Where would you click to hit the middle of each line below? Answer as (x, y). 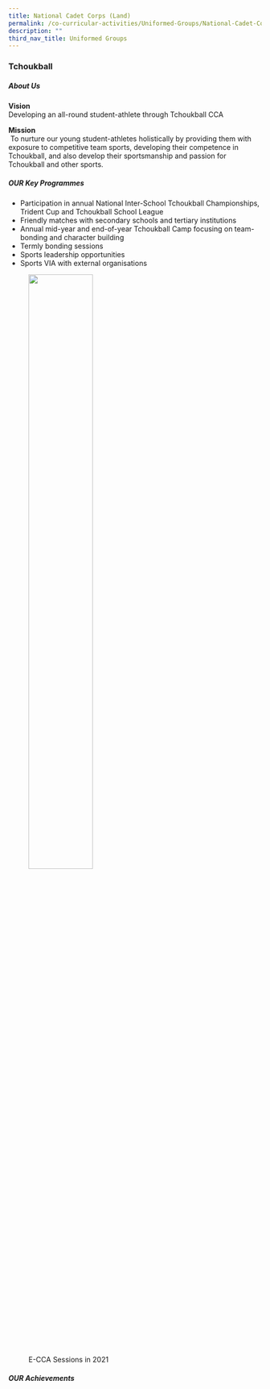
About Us (25, 85)
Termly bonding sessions (61, 246)
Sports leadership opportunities (72, 255)
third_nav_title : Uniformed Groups (68, 38)
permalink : (27, 23)
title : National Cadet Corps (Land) (70, 16)
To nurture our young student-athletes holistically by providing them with (131, 139)
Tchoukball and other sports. (56, 164)
